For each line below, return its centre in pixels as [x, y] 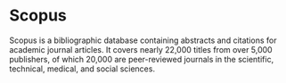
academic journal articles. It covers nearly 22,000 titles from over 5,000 [141, 49]
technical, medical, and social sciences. [82, 69]
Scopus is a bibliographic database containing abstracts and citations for [143, 40]
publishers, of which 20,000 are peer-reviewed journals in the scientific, [142, 59]
